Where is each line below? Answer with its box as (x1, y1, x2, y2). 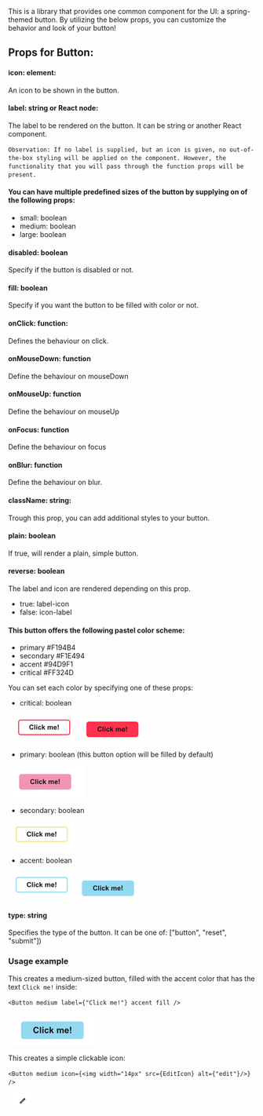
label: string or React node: (8, 104, 99, 113)
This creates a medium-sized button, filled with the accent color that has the (8, 973, 255, 983)
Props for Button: (8, 46, 94, 60)
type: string (8, 910, 48, 920)
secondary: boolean (19, 806, 85, 815)
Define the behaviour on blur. (8, 478, 103, 487)
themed (8, 15, 34, 24)
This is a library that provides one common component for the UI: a (8, 7, 225, 16)
